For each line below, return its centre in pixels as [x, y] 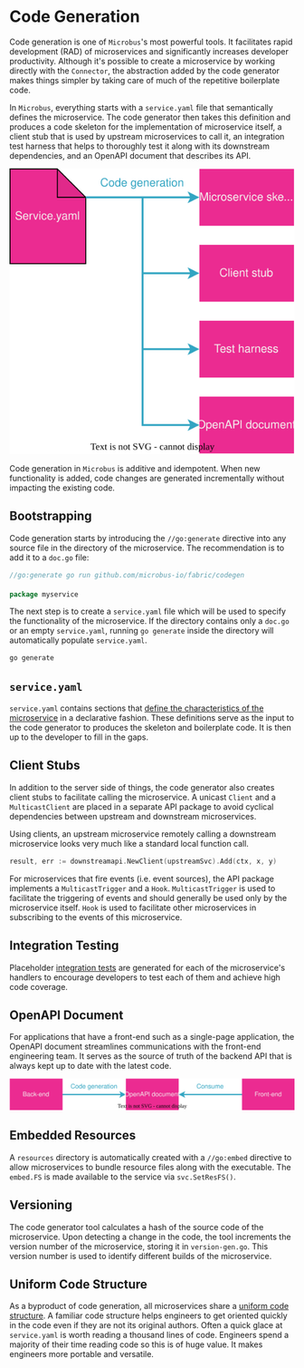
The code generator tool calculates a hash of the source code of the [137, 1227]
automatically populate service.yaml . [78, 640]
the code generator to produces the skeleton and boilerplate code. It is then [150, 728]
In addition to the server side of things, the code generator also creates [142, 787]
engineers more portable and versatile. [81, 1354]
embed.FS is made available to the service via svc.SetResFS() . [123, 1177]
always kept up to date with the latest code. [90, 1066]
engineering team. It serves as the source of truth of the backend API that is [151, 1056]
